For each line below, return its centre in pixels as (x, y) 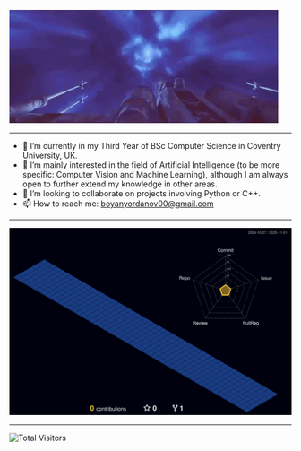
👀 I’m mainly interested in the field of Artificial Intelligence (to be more (151, 165)
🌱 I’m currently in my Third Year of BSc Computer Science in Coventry (151, 146)
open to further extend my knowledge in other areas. (120, 184)
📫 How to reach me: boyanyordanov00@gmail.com (118, 204)
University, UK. (50, 155)
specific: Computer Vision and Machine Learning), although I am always (155, 174)
